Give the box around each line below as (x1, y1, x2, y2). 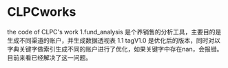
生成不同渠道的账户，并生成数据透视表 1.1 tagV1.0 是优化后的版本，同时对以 (7, 36, 220, 45)
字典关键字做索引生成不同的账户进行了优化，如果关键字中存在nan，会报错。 (7, 45, 223, 53)
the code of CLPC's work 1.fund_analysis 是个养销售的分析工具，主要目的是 (7, 27, 222, 36)
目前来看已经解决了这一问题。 (7, 53, 92, 62)
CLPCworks (7, 4, 76, 20)
